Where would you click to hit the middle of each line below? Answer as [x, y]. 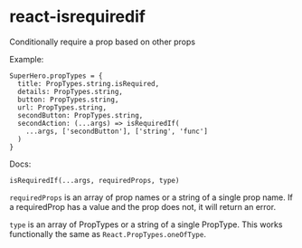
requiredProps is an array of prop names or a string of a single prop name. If [151, 197]
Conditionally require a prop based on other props [103, 42]
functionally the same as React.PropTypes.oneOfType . [108, 234]
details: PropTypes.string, [71, 91]
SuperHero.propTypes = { [56, 76]
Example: [27, 59]
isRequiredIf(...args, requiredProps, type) [94, 180]
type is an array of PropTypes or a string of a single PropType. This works [146, 224]
